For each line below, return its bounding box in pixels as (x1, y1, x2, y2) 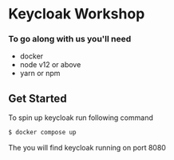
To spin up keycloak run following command (8, 113, 153, 122)
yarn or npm (19, 69, 61, 78)
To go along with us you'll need (8, 34, 132, 45)
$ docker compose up (8, 129, 77, 137)
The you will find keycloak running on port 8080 (8, 143, 166, 153)
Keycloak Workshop (8, 5, 145, 23)
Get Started (8, 91, 67, 105)
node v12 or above (19, 60, 81, 70)
